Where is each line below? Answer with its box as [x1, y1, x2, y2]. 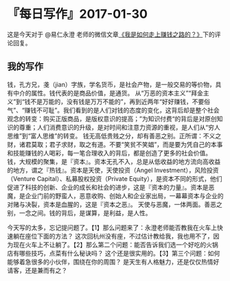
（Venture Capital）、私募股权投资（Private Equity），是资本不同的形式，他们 [7, 174, 222, 182]
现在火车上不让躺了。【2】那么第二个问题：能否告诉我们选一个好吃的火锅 [12, 241, 218, 249]
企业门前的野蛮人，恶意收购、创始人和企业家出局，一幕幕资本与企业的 [25, 191, 224, 199]
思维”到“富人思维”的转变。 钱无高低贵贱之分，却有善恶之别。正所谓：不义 [7, 132, 216, 140]
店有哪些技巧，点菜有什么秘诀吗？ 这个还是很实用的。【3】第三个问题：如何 [7, 249, 220, 257]
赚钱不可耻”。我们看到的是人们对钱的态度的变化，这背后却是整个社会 [24, 106, 220, 114]
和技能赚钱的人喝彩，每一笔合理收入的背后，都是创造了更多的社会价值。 [7, 149, 211, 157]
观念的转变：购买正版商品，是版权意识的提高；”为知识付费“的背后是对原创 [7, 114, 218, 123]
